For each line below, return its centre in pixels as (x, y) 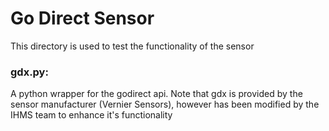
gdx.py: (29, 72)
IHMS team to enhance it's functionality (91, 115)
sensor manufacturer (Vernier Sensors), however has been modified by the (165, 104)
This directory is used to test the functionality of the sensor (132, 46)
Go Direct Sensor (82, 18)
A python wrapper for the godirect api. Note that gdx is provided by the (156, 94)
